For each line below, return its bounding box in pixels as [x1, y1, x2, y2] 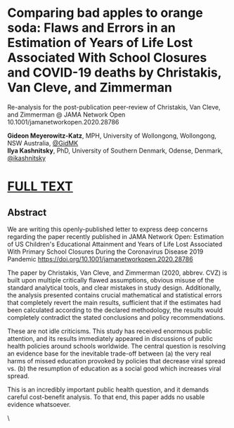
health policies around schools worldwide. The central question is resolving [7, 342, 226, 350]
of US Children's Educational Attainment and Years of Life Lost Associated [7, 240, 223, 248]
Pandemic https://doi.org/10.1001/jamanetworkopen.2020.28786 [7, 254, 193, 263]
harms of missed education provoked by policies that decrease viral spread [7, 356, 226, 365]
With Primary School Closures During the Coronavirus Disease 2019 [7, 247, 204, 256]
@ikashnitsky [7, 153, 46, 162]
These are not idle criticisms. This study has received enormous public [7, 327, 212, 335]
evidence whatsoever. [7, 400, 72, 408]
